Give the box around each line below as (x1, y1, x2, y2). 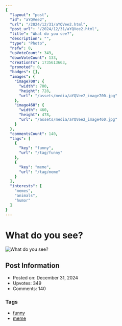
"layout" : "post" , (10, 12, 50, 17)
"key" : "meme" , (18, 164, 52, 169)
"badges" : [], (10, 70, 40, 75)
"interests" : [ (10, 184, 42, 189)
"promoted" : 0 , (10, 64, 42, 70)
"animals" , (14, 193, 38, 198)
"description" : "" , (10, 36, 52, 41)
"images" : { (10, 74, 36, 79)
